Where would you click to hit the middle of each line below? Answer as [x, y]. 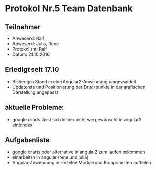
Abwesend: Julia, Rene [35, 44]
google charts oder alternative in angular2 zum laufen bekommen [78, 152]
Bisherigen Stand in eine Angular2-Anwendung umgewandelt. [75, 81]
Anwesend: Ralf [28, 38]
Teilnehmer [23, 27]
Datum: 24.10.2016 [31, 54]
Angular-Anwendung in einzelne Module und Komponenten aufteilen [81, 163]
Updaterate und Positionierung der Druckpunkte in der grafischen [79, 87]
